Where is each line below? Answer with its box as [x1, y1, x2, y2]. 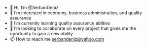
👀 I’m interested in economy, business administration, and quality [9, 10, 142, 16]
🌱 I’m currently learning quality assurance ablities [9, 20, 110, 26]
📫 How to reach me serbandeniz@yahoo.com [9, 36, 105, 42]
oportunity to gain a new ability [9, 31, 73, 36]
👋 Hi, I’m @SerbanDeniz [9, 5, 59, 10]
